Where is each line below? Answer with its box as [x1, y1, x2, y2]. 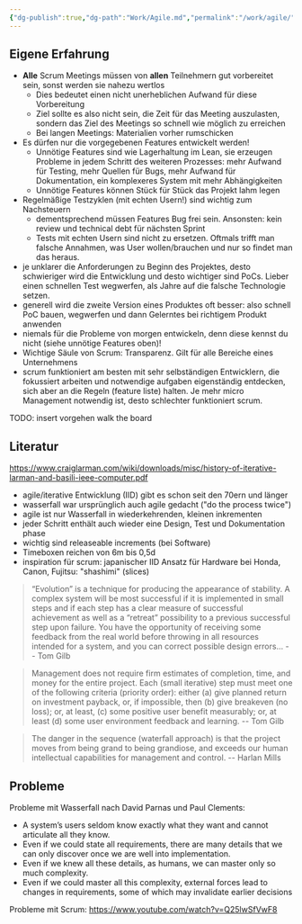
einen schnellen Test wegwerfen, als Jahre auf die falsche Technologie [22, 281, 286, 292]
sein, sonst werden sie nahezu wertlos [22, 80, 165, 91]
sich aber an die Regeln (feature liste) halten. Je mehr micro [22, 386, 244, 397]
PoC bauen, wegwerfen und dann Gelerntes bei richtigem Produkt [22, 309, 267, 320]
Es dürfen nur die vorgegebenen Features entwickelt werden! [22, 137, 250, 148]
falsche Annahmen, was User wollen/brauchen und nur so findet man [35, 242, 293, 253]
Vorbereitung [35, 99, 85, 110]
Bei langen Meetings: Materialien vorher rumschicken [35, 128, 234, 139]
